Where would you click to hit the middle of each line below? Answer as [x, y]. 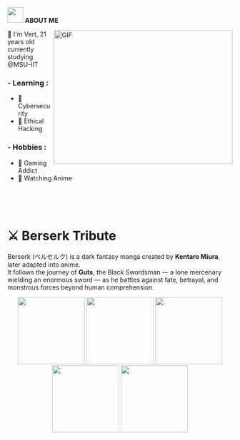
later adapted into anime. [44, 265]
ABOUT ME [41, 20]
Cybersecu [34, 106]
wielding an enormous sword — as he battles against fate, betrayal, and [113, 280]
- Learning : [28, 83]
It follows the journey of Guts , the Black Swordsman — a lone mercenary [115, 272]
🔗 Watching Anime [45, 178]
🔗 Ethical [31, 121]
